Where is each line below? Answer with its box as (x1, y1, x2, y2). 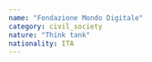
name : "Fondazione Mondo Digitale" (8, 13, 144, 23)
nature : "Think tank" (8, 30, 91, 39)
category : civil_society (8, 22, 103, 31)
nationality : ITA (8, 38, 75, 48)
